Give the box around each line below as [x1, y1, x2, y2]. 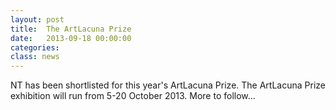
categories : [10, 42, 60, 53]
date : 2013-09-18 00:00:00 [10, 33, 132, 43]
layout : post [10, 14, 65, 25]
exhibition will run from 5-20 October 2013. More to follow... [10, 90, 256, 102]
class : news [10, 52, 60, 62]
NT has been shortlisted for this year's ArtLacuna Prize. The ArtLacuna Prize [10, 79, 326, 91]
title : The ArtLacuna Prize [10, 24, 132, 34]
